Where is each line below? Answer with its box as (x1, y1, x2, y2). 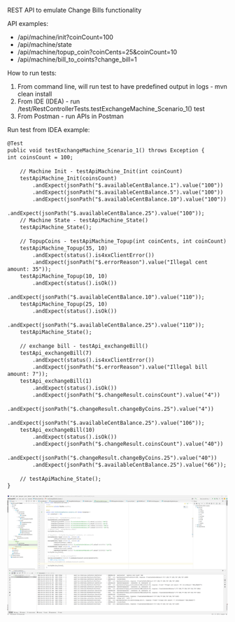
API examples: (7, 20, 49, 27)
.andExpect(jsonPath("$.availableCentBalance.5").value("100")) (32, 189, 224, 196)
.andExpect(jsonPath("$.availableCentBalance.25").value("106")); (7, 419, 205, 426)
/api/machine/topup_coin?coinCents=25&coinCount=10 (17, 48, 178, 56)
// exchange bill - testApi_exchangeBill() (20, 342, 149, 349)
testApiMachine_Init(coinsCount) (20, 175, 117, 182)
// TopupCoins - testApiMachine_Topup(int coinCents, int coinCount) (20, 238, 227, 245)
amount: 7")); (7, 370, 49, 377)
